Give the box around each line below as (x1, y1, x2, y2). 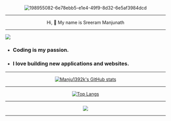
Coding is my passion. (12, 46, 69, 53)
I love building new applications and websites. (12, 60, 129, 67)
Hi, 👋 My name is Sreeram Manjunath (46, 19, 125, 25)
